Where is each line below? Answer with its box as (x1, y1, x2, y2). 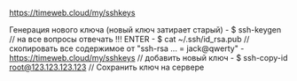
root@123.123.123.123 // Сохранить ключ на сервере (9, 62, 205, 72)
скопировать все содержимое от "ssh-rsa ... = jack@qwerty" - (9, 43, 245, 54)
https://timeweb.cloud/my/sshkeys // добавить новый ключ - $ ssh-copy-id (9, 53, 288, 63)
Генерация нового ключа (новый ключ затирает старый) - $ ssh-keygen (9, 25, 282, 34)
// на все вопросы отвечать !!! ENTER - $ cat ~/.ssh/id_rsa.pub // (9, 34, 250, 44)
